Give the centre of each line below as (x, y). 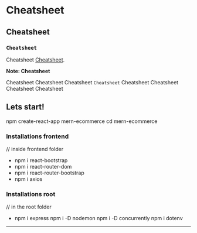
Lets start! (26, 107)
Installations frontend (38, 136)
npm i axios (28, 179)
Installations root (31, 194)
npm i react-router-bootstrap (50, 173)
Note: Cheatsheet (28, 71)
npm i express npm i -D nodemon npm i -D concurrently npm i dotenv (98, 218)
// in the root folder (29, 207)
